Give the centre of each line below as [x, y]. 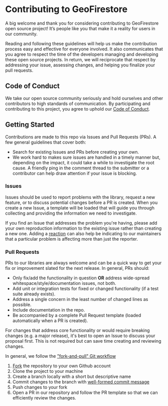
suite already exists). [34, 294]
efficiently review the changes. [44, 398]
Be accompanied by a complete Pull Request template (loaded [77, 316]
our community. [21, 34]
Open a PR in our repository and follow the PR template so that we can [85, 392]
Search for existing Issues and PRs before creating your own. [76, 152]
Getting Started [30, 125]
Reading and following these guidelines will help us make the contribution [81, 43]
